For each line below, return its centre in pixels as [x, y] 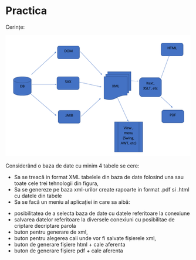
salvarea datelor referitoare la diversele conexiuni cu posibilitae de [94, 219]
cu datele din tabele [38, 196]
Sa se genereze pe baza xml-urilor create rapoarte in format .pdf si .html [102, 189]
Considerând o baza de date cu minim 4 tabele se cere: [72, 166]
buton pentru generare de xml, [51, 232]
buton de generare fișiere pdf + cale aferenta [69, 251]
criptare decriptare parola [45, 225]
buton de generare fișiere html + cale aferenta [70, 244]
